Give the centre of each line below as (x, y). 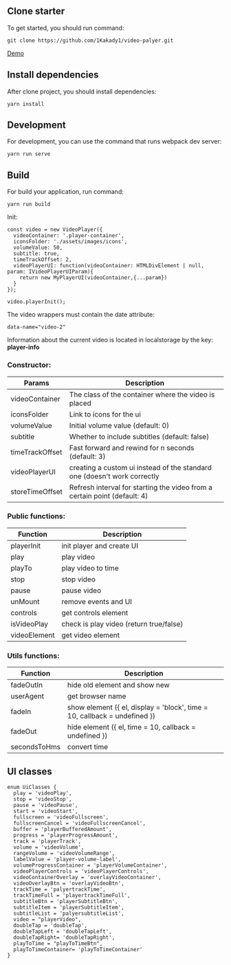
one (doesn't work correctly (114, 476)
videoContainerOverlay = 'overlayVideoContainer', (87, 877)
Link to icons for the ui (105, 414)
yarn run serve (29, 154)
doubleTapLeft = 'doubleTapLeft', (63, 931)
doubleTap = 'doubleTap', (51, 925)
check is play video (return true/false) (122, 623)
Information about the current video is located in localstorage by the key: (110, 340)
